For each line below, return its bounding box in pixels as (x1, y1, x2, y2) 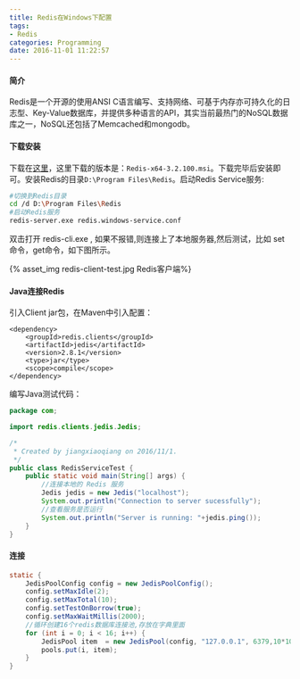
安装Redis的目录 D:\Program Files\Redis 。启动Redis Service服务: (24, 173, 265, 184)
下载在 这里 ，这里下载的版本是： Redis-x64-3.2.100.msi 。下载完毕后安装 (9, 162, 274, 173)
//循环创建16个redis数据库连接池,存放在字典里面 (25, 620, 186, 629)
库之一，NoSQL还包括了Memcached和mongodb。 (9, 119, 195, 129)
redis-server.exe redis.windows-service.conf (9, 216, 181, 226)
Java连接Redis (9, 286, 65, 296)
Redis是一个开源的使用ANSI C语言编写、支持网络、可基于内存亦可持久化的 (9, 96, 283, 107)
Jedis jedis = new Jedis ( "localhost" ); (41, 488, 190, 498)
